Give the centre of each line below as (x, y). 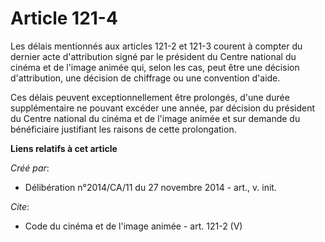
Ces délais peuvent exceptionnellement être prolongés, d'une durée (150, 97)
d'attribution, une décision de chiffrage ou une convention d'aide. (145, 78)
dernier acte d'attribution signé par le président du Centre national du (153, 56)
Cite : (20, 206)
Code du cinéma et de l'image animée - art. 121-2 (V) (133, 226)
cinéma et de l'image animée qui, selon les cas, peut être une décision (155, 67)
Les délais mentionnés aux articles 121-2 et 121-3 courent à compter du (156, 46)
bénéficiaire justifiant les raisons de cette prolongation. (123, 129)
